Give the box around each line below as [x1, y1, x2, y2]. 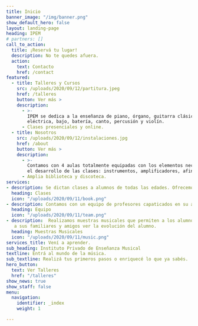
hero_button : [6, 262, 38, 268]
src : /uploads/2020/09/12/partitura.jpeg [16, 86, 120, 92]
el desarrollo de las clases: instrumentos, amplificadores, [27, 168, 181, 175]
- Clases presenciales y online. [21, 124, 104, 130]
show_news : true [6, 278, 46, 284]
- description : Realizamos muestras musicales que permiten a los [6, 218, 176, 224]
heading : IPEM [6, 31, 41, 37]
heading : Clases [11, 190, 51, 196]
